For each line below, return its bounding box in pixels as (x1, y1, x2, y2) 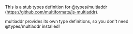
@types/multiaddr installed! (5, 23, 60, 29)
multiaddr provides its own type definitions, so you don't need (5, 19, 129, 24)
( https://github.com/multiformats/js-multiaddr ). (5, 9, 99, 15)
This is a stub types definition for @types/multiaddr (5, 4, 107, 10)
